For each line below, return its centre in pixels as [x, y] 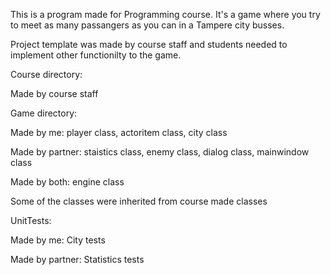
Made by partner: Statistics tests [77, 259]
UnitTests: [31, 220]
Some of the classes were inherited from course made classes [139, 201]
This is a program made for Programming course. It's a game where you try [165, 14]
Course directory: [46, 74]
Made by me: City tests [58, 240]
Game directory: [44, 113]
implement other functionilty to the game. [96, 55]
